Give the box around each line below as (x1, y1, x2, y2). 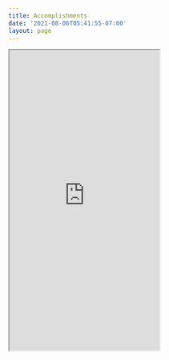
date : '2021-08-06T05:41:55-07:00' (8, 19, 127, 27)
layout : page (8, 26, 52, 34)
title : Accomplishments (8, 11, 88, 20)
